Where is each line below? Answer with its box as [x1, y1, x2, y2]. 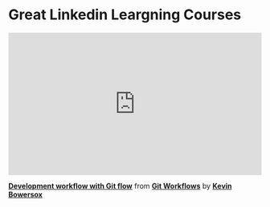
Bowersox [8, 190, 43, 200]
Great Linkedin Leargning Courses [8, 6, 242, 24]
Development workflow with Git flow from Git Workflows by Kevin [8, 181, 232, 191]
